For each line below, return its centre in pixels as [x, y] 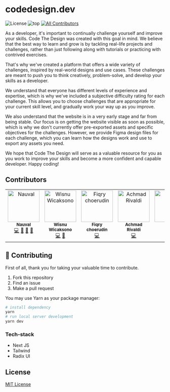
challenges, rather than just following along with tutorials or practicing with [83, 49]
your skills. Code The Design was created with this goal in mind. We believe [84, 38]
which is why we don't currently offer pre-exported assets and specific [79, 127]
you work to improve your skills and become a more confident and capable [83, 159]
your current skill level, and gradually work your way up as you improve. [80, 106]
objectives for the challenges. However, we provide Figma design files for [82, 132]
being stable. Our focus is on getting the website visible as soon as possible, [85, 122]
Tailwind [21, 351]
